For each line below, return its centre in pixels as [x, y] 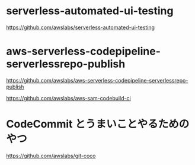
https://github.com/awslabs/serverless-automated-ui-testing [81, 27]
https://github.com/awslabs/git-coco [51, 156]
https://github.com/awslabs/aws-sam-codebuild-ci [69, 98]
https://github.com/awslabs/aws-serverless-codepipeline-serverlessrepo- [97, 80]
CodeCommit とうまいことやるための [98, 124]
